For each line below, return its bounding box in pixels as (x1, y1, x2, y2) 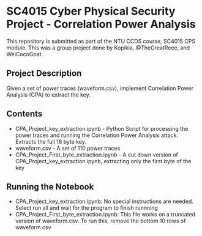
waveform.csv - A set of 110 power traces (15, 144, 121, 152)
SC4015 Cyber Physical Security (6, 4, 176, 18)
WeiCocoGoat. (6, 50, 43, 57)
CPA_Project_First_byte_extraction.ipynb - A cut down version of (15, 151, 179, 158)
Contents (6, 109, 43, 119)
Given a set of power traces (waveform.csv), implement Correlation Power (6, 84, 194, 92)
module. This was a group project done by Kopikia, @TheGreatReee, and (6, 44, 190, 51)
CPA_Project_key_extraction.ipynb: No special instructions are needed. (15, 197, 194, 205)
